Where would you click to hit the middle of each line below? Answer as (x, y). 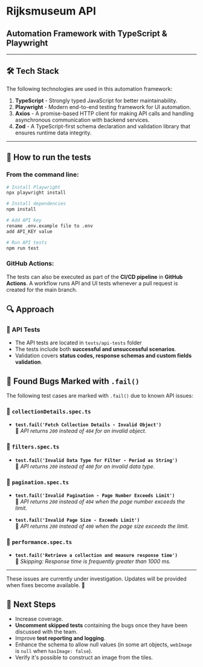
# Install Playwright (34, 187)
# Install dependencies (36, 204)
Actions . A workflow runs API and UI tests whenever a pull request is (92, 283)
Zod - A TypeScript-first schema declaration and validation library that (102, 126)
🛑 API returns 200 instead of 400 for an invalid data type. (85, 466)
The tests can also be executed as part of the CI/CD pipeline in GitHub (95, 277)
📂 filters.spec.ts (33, 447)
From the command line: (43, 175)
